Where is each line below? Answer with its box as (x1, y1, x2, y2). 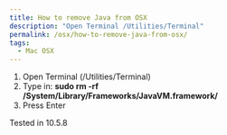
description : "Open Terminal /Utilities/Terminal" (9, 22, 204, 31)
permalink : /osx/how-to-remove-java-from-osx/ (9, 30, 188, 39)
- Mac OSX (17, 47, 54, 56)
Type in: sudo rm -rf (22, 81, 99, 92)
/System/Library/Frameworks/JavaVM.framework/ (22, 91, 219, 102)
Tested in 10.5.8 (9, 118, 68, 129)
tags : (9, 38, 30, 48)
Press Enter (22, 100, 66, 111)
